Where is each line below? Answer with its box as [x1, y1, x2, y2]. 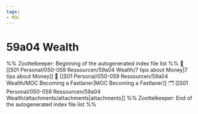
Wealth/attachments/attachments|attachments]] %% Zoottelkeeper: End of [6, 94, 193, 102]
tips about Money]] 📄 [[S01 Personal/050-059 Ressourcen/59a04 [6, 73, 169, 80]
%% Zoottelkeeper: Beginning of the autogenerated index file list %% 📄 [6, 60, 184, 67]
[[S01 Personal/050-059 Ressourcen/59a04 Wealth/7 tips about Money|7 [6, 67, 188, 74]
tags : [6, 8, 20, 15]
